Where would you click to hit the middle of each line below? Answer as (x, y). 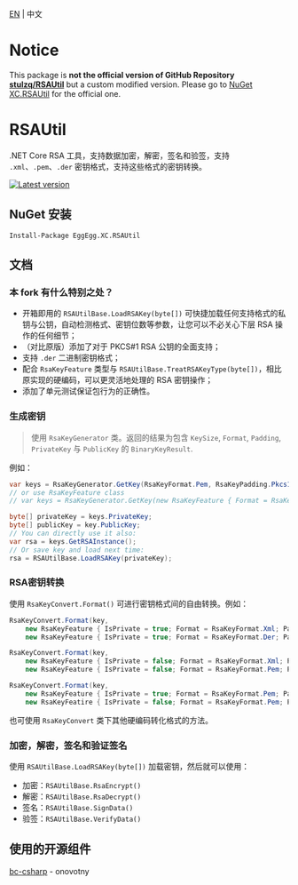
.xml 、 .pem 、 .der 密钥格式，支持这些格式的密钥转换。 (108, 166)
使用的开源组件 (50, 849)
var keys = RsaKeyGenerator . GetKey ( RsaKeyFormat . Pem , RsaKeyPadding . (141, 484)
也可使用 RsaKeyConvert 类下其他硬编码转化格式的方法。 (111, 720)
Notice (34, 50)
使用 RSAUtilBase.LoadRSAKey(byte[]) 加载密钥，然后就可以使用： (129, 767)
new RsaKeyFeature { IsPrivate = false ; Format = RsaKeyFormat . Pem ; (154, 670)
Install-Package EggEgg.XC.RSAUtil (75, 235)
